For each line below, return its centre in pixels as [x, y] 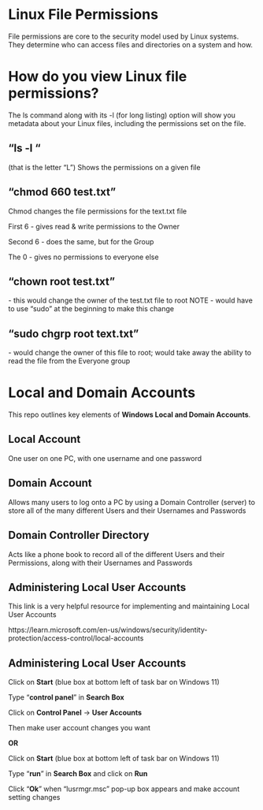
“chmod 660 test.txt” [62, 192]
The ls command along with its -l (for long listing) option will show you [122, 115]
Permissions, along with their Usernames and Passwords [100, 563]
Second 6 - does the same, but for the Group [81, 241]
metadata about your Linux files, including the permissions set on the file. [127, 123]
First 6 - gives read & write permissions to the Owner [94, 226]
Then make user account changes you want [80, 728]
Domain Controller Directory [79, 535]
